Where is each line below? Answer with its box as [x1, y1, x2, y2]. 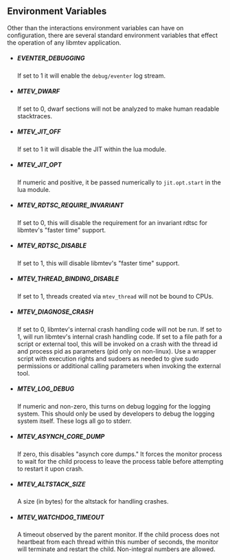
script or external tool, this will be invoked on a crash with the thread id [16, 340, 218, 348]
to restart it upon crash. [16, 464, 84, 473]
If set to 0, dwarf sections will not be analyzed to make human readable [16, 105, 220, 113]
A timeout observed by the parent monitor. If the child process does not [16, 530, 220, 539]
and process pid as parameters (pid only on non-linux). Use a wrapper [16, 347, 216, 355]
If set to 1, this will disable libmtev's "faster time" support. [16, 259, 180, 267]
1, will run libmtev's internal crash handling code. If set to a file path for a [16, 332, 222, 341]
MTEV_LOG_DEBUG [16, 385, 74, 393]
